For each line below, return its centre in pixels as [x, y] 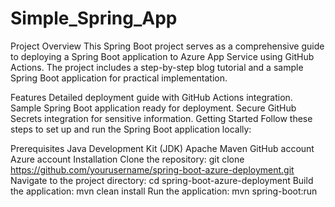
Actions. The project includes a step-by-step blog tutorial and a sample [157, 67]
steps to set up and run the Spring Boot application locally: [131, 129]
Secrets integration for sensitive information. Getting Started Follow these [161, 118]
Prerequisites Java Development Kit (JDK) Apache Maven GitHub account [162, 148]
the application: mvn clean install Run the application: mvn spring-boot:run [164, 191]
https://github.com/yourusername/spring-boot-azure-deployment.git [152, 169]
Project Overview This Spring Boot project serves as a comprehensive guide [167, 46]
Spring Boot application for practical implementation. [119, 78]
